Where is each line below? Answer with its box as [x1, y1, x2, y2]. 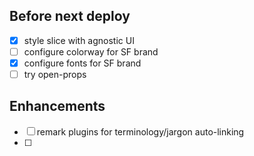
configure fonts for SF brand [23, 57, 142, 69]
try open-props [23, 69, 87, 80]
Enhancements [9, 98, 106, 115]
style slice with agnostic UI [23, 34, 135, 46]
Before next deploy [9, 8, 131, 25]
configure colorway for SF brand [23, 45, 159, 58]
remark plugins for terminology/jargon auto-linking [36, 125, 245, 138]
